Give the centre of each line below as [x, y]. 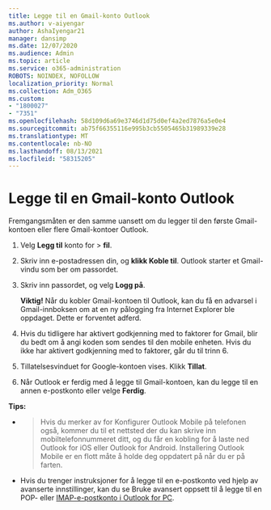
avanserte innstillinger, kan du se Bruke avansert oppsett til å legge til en [141, 489]
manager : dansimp [38, 38]
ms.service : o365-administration [65, 69]
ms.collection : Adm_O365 [50, 91]
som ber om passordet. [80, 270]
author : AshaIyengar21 [47, 31]
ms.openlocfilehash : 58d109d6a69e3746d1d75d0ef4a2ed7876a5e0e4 [117, 121]
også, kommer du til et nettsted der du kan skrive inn [128, 431]
